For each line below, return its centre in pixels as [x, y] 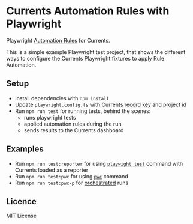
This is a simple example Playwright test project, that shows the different [96, 52]
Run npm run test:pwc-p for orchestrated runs [72, 183]
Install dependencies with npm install [62, 98]
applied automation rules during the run [73, 124]
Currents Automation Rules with [88, 11]
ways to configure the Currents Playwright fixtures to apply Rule [85, 58]
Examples [25, 149]
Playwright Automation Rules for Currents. [58, 40]
